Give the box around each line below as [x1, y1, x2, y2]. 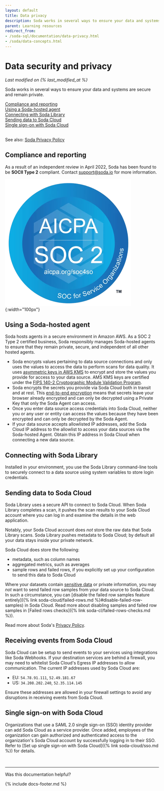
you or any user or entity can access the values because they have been [12, 411, 159, 417]
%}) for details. [5, 748, 36, 754]
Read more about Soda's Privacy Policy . [5, 622, 85, 628]
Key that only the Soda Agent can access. [12, 400, 97, 407]
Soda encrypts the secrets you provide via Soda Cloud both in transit [12, 385, 151, 391]
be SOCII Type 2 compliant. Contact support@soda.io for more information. [5, 169, 157, 175]
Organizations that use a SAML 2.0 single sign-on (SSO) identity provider [5, 721, 152, 728]
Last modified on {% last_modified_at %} [5, 77, 88, 83]
